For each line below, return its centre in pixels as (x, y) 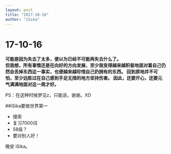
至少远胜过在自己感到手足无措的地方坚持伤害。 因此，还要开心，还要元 (88, 78)
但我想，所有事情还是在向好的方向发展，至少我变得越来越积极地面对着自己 (83, 65)
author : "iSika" (22, 19)
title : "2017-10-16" (27, 15)
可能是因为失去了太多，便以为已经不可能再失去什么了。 (63, 59)
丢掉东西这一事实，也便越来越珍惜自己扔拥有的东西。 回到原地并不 (84, 72)
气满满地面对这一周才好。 (32, 85)
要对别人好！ (26, 136)
